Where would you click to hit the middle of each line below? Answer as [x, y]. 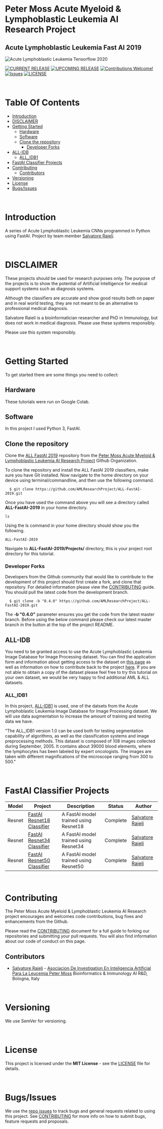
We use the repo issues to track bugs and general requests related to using [80, 1111]
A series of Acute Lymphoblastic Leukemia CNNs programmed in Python [78, 230]
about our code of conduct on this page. [45, 941]
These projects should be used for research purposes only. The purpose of [80, 278]
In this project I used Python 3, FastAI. [43, 428]
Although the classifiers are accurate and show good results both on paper [80, 298]
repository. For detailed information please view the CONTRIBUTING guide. [80, 587]
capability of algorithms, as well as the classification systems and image [77, 736]
